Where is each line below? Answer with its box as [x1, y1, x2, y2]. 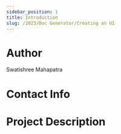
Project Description [6, 115, 106, 129]
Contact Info [6, 87, 71, 101]
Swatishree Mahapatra [6, 66, 63, 73]
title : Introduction [6, 14, 59, 21]
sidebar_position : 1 [6, 8, 59, 15]
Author [6, 46, 42, 60]
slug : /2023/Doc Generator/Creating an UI [6, 20, 115, 26]
